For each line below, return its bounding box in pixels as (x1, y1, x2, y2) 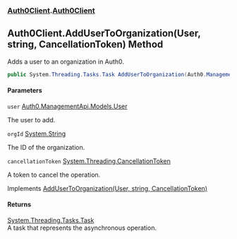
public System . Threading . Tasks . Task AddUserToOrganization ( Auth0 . (7, 71, 207, 78)
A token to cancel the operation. (7, 170, 101, 179)
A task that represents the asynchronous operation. (7, 223, 157, 232)
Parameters (7, 86, 42, 95)
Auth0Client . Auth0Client (7, 6, 95, 16)
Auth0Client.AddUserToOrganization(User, (7, 28, 201, 40)
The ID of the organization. (7, 143, 85, 151)
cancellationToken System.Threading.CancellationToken (7, 156, 171, 165)
